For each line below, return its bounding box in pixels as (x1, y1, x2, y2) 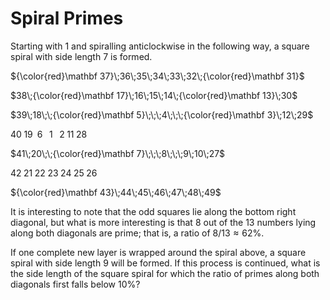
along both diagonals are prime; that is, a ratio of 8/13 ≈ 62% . (10, 227, 265, 239)
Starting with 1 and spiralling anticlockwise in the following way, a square (10, 40, 310, 52)
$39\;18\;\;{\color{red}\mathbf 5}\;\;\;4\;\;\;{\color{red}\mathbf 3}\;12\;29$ (10, 108, 314, 121)
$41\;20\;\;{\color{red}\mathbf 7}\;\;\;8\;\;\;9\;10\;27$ (10, 147, 226, 159)
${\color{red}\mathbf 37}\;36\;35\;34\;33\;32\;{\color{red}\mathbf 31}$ (10, 70, 305, 82)
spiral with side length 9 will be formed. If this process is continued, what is (10, 257, 321, 269)
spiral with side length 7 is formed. (10, 50, 153, 62)
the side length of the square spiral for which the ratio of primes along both (10, 267, 320, 279)
